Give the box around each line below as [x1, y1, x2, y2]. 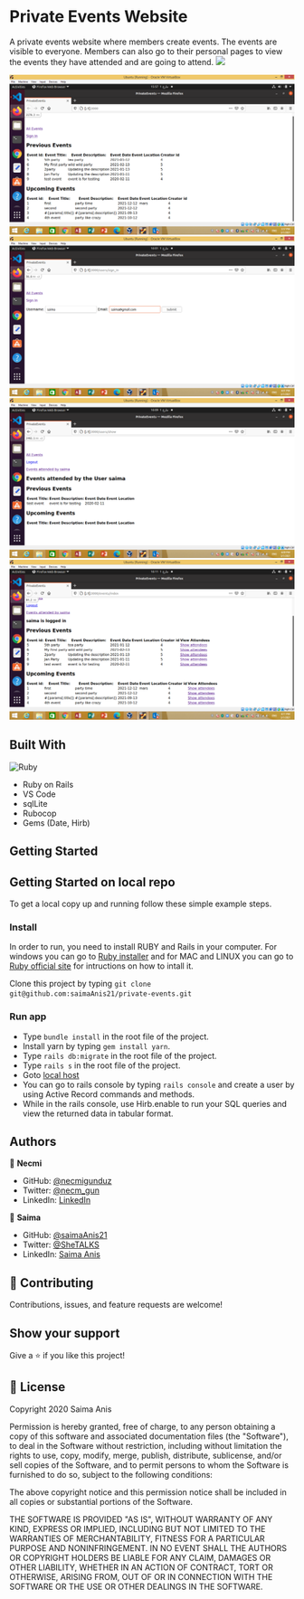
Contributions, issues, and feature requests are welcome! [9, 1300, 223, 1310]
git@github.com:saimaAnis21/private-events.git [9, 989, 193, 998]
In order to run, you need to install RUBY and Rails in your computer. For [9, 941, 278, 952]
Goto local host [22, 1069, 80, 1080]
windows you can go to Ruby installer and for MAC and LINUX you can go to [9, 951, 294, 962]
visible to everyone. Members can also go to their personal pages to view [9, 45, 283, 56]
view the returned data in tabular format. [22, 1108, 174, 1119]
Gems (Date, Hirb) [22, 817, 90, 828]
